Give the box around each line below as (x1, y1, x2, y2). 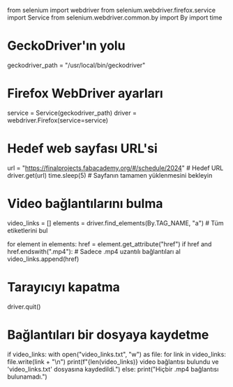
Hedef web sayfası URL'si (7, 141, 158, 157)
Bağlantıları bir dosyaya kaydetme (7, 327, 209, 342)
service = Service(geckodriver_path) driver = (7, 108, 137, 117)
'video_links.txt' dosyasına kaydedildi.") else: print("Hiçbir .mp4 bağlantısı (7, 365, 219, 373)
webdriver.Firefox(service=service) (7, 115, 109, 125)
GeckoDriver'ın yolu (7, 38, 126, 54)
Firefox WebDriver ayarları (7, 85, 164, 101)
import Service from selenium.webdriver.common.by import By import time (7, 13, 223, 22)
